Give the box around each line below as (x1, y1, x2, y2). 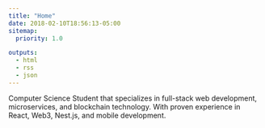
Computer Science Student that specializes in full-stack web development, (8, 93, 257, 103)
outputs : (8, 49, 38, 57)
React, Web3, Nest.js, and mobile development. (8, 110, 166, 120)
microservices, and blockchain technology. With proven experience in (8, 101, 241, 111)
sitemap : (8, 27, 38, 35)
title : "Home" (8, 11, 57, 20)
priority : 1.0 (15, 34, 63, 43)
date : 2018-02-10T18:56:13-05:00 (8, 19, 121, 27)
